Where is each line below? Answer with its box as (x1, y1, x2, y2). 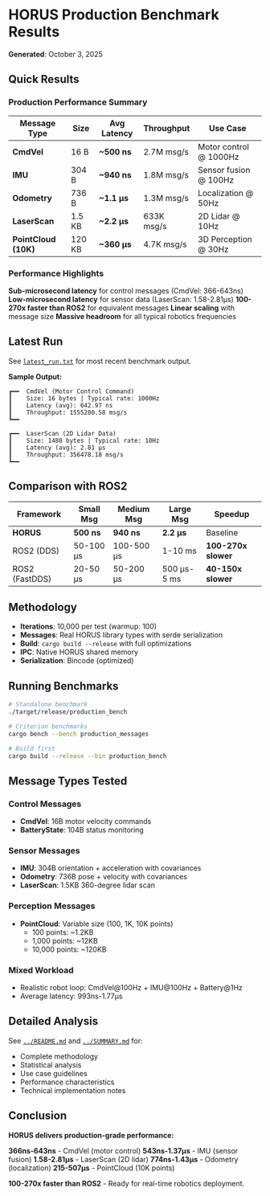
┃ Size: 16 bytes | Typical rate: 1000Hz (8, 394, 160, 403)
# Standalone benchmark (8, 701, 88, 709)
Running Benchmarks (8, 679, 119, 693)
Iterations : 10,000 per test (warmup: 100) (19, 621, 157, 632)
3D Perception (198, 233, 253, 244)
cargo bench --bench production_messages (8, 730, 149, 738)
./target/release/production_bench (8, 708, 128, 716)
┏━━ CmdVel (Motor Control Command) (8, 387, 135, 395)
